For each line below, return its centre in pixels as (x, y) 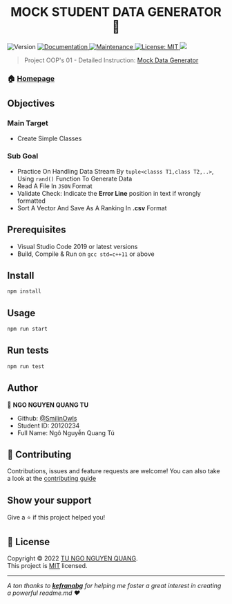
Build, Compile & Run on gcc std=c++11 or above (86, 254)
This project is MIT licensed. (47, 565)
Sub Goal (23, 156)
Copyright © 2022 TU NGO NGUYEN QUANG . (72, 558)
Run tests (28, 350)
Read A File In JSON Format (55, 186)
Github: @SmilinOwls (47, 418)
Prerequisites (37, 230)
